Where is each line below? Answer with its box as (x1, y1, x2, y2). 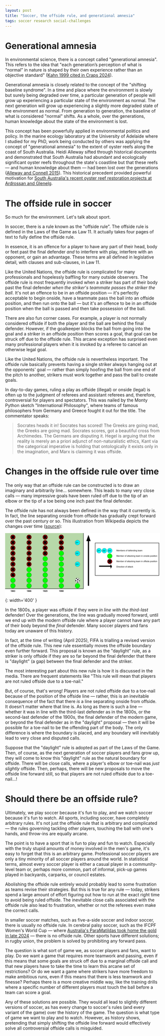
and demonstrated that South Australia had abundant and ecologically (5, 154, 147, 160)
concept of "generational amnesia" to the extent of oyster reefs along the (5, 144, 154, 150)
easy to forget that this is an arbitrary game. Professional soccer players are (5, 851, 159, 857)
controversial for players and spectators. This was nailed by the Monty (5, 397, 148, 403)
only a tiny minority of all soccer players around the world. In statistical (5, 856, 148, 862)
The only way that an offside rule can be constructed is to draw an (5, 482, 139, 488)
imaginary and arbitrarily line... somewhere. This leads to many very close (5, 487, 155, 493)
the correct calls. (5, 908, 39, 914)
